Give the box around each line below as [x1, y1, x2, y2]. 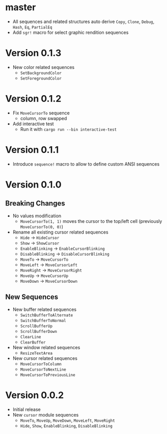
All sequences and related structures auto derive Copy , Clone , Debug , [12, 18, 155, 25]
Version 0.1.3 [5, 48, 62, 59]
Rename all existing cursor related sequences [12, 229, 108, 235]
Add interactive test [12, 121, 54, 127]
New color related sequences [12, 64, 75, 70]
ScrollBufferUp [20, 324, 52, 329]
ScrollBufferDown [20, 329, 58, 334]
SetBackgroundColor [20, 71, 62, 76]
